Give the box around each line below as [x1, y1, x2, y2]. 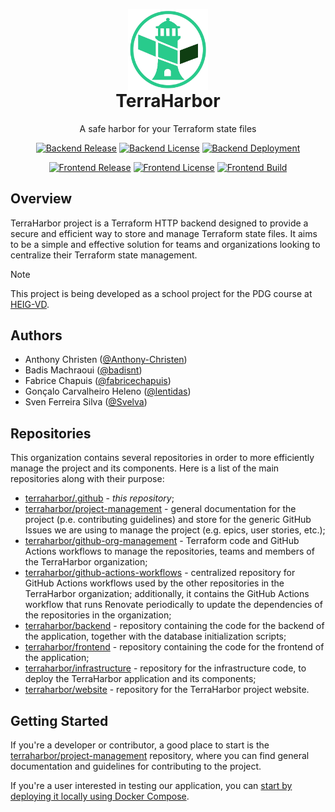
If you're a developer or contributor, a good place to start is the [10, 739, 270, 751]
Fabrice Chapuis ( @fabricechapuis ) [24, 375, 172, 387]
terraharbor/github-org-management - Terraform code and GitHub [24, 535, 300, 547]
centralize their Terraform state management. [10, 249, 198, 261]
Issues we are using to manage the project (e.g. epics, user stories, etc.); [24, 524, 326, 536]
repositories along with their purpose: [10, 473, 165, 485]
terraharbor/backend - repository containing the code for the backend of [24, 620, 325, 632]
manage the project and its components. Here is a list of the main [10, 462, 280, 474]
